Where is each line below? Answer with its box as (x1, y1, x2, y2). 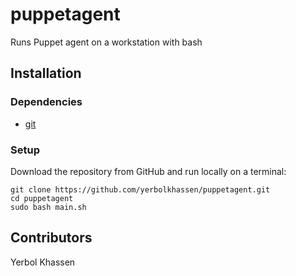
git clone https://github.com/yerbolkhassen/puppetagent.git (10, 184, 271, 195)
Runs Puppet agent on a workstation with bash (10, 36, 203, 48)
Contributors (10, 229, 93, 247)
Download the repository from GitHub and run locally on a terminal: (10, 165, 287, 177)
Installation (10, 65, 82, 82)
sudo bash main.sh (10, 202, 87, 212)
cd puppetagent (10, 193, 74, 203)
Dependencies (10, 95, 83, 109)
